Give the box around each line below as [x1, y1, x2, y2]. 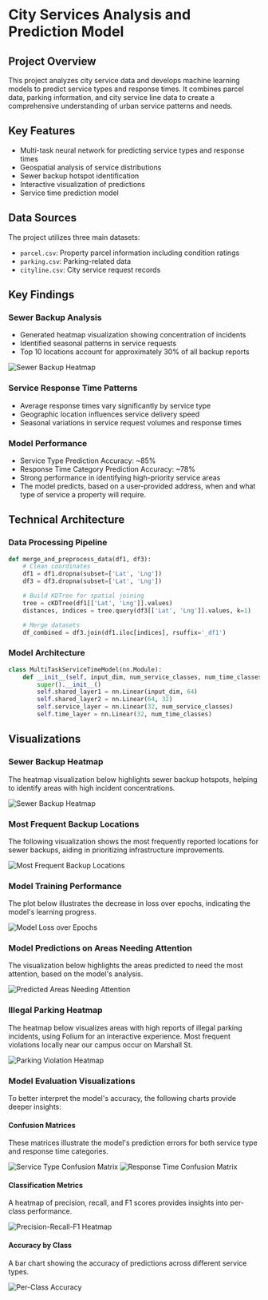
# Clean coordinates [22, 562, 91, 571]
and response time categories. [8, 1146, 109, 1156]
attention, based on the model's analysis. [8, 969, 144, 979]
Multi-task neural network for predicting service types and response [19, 146, 245, 155]
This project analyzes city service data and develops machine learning [8, 76, 241, 85]
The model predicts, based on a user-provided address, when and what [19, 481, 256, 491]
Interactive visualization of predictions [19, 179, 146, 189]
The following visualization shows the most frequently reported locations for [8, 836, 259, 846]
